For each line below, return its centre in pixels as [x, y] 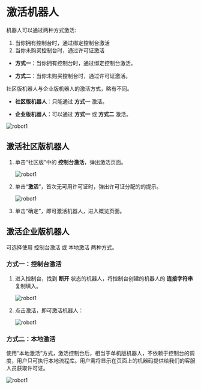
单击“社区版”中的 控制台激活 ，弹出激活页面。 [71, 162]
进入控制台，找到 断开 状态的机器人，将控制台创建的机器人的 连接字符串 [104, 278]
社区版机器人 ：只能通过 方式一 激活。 [61, 101]
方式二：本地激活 [31, 339]
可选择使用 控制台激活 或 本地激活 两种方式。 [62, 247]
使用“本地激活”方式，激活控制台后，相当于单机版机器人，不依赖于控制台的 [98, 353]
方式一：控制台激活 [34, 264]
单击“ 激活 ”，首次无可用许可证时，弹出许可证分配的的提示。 [88, 186]
